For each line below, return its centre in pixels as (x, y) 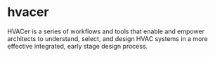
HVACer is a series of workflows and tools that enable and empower (106, 31)
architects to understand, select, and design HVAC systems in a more (108, 38)
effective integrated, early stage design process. (78, 46)
